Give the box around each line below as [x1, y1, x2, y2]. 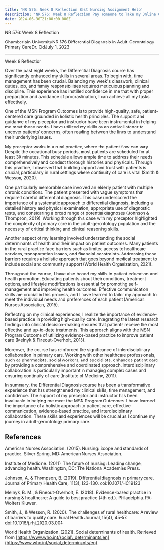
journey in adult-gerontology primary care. [5, 419, 91, 424]
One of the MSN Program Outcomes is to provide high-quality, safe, [5, 108, 142, 114]
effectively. [5, 99, 28, 105]
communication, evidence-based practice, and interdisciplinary [5, 408, 133, 414]
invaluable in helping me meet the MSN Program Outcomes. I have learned [5, 398, 155, 403]
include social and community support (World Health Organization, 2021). [5, 261, 153, 267]
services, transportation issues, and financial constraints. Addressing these [5, 251, 157, 257]
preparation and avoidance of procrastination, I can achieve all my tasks [5, 94, 150, 100]
